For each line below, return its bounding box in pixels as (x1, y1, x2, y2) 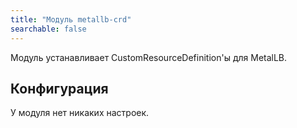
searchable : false (10, 24, 87, 34)
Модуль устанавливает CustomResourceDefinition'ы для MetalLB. (10, 51, 288, 63)
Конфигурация (10, 80, 109, 97)
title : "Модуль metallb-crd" (10, 14, 132, 25)
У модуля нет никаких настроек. (10, 107, 150, 119)
